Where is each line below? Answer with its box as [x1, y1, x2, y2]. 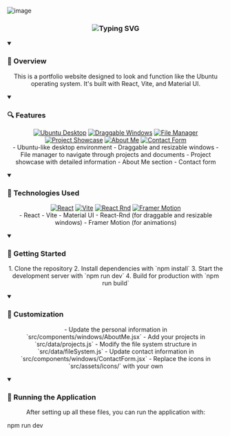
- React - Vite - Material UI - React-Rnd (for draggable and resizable [19, 211, 212, 219]
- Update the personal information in [64, 325, 167, 334]
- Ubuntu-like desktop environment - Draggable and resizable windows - [12, 143, 219, 151]
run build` [102, 279, 129, 287]
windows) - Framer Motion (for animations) [54, 219, 177, 227]
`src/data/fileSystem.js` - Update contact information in [37, 347, 194, 356]
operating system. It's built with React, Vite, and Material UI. [30, 79, 201, 87]
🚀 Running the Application [7, 392, 96, 402]
